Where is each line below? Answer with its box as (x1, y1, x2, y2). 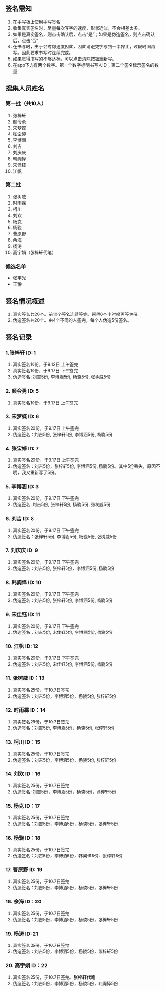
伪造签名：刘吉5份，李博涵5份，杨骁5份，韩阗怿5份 (12, 981, 119, 987)
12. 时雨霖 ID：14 (5, 707, 46, 714)
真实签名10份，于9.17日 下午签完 (12, 367, 78, 373)
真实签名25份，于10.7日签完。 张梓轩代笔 (12, 974, 96, 980)
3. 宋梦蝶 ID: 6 (5, 413, 39, 420)
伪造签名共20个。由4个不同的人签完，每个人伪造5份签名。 (12, 317, 132, 323)
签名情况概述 (5, 297, 45, 306)
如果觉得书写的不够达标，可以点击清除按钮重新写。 (12, 56, 117, 62)
